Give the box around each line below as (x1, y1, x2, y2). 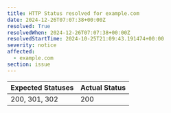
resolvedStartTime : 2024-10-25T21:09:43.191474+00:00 (7, 36, 165, 42)
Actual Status (80, 83, 126, 92)
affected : (7, 49, 36, 55)
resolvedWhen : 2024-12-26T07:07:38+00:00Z (7, 29, 130, 36)
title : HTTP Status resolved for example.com (7, 10, 139, 17)
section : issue (7, 61, 51, 68)
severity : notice (7, 42, 57, 49)
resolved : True (7, 23, 51, 29)
